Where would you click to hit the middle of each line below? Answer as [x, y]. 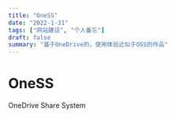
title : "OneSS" [33, 15]
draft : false [30, 37]
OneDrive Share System [47, 105]
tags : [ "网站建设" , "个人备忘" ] [56, 30]
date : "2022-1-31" [38, 23]
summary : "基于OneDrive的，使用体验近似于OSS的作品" [88, 45]
